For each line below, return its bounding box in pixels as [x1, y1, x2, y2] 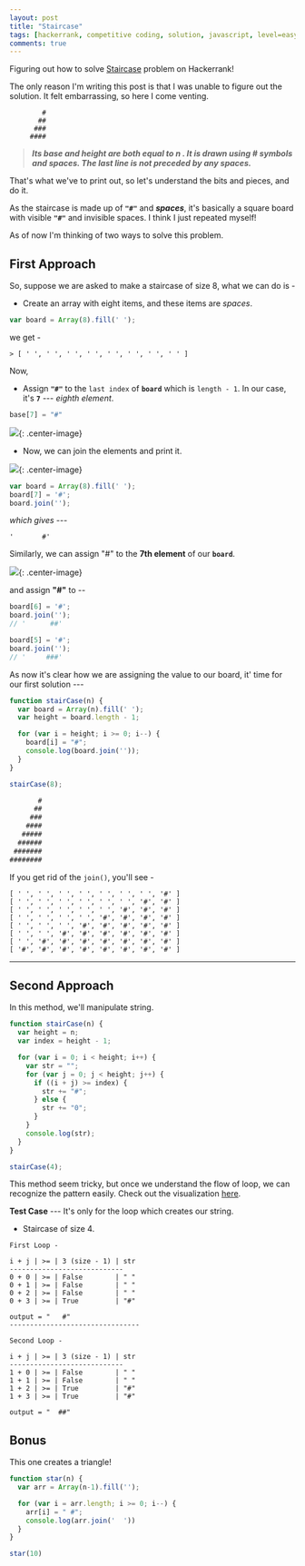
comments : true [9, 38, 67, 48]
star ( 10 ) [9, 1550, 43, 1559]
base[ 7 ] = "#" [9, 410, 64, 419]
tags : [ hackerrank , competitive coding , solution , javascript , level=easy [9, 30, 299, 39]
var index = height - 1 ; [17, 1036, 112, 1046]
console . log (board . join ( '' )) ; [25, 747, 141, 756]
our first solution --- [9, 679, 84, 689]
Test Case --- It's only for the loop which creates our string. [9, 1205, 234, 1217]
